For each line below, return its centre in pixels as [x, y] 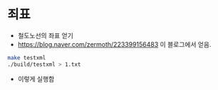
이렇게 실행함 [36, 79]
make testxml [27, 57]
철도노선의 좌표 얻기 [45, 35]
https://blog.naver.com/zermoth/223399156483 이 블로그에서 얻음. [114, 44]
